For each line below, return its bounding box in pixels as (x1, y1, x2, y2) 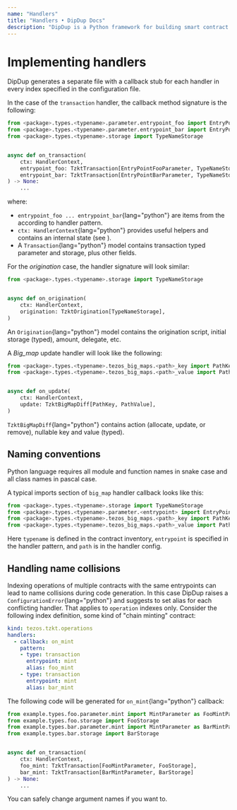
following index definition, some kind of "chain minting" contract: (7, 611, 196, 619)
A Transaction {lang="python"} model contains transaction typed (17, 241, 206, 250)
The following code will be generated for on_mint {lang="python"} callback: (7, 697, 224, 705)
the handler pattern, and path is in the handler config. (7, 542, 162, 551)
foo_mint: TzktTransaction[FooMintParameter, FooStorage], (20, 762, 197, 769)
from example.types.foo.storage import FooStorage (7, 717, 159, 724)
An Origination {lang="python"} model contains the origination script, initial (7, 327, 227, 336)
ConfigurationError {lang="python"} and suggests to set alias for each (7, 596, 212, 604)
